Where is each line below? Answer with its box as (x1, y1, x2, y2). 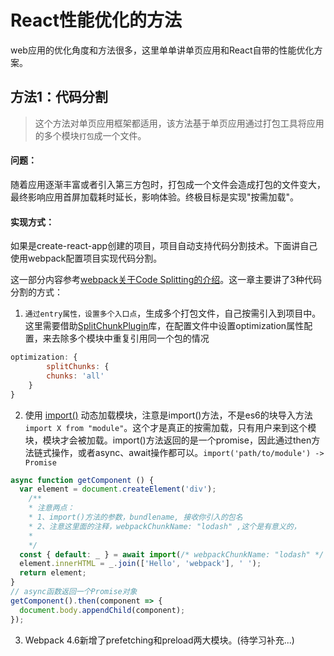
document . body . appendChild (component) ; (19, 605, 186, 615)
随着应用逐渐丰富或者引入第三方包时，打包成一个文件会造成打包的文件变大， (10, 178, 326, 190)
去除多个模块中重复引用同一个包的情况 (51, 332, 210, 345)
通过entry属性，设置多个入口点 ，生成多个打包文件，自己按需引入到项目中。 (24, 307, 322, 320)
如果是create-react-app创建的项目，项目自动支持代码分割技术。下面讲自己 (10, 240, 318, 252)
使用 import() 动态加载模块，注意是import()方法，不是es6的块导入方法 (24, 409, 313, 421)
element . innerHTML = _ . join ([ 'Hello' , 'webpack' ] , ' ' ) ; (19, 559, 262, 569)
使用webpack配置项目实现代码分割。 (10, 252, 163, 265)
